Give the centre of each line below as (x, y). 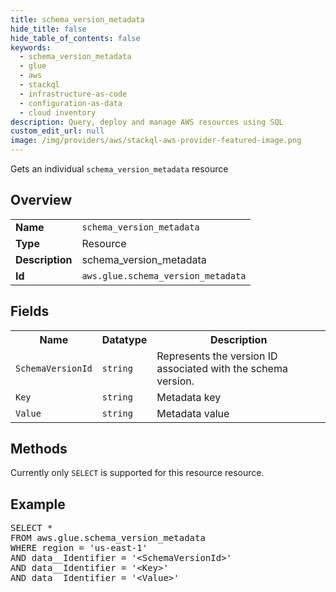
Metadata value (193, 413)
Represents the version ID (217, 356)
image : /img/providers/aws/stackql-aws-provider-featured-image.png (156, 141)
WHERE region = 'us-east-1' (79, 548)
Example (38, 504)
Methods (39, 449)
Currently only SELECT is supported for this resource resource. (137, 473)
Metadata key (189, 397)
